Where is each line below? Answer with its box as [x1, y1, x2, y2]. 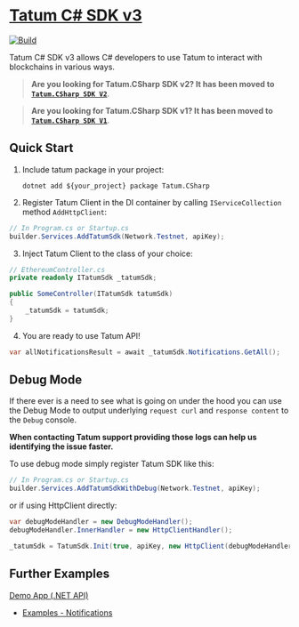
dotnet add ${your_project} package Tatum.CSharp [21, 181, 211, 190]
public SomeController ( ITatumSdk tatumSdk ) [9, 290, 174, 299]
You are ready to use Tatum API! [21, 330, 141, 341]
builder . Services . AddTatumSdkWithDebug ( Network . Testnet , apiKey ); [9, 484, 261, 494]
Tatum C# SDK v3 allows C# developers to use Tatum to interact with [9, 52, 263, 62]
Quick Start [9, 141, 74, 156]
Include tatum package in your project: [21, 164, 165, 174]
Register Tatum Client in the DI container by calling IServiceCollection [21, 197, 282, 207]
